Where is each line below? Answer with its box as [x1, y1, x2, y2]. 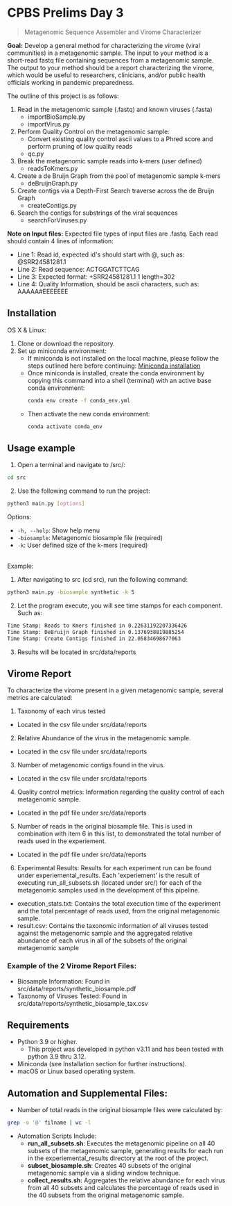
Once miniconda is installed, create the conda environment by [27, 368, 205, 377]
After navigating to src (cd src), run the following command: [17, 576, 188, 584]
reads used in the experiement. [17, 837, 107, 845]
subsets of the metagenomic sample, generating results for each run [27, 1147, 224, 1155]
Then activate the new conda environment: [27, 409, 150, 418]
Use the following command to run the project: [17, 487, 150, 495]
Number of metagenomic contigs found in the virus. [17, 761, 165, 769]
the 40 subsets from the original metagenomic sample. [27, 1191, 184, 1200]
